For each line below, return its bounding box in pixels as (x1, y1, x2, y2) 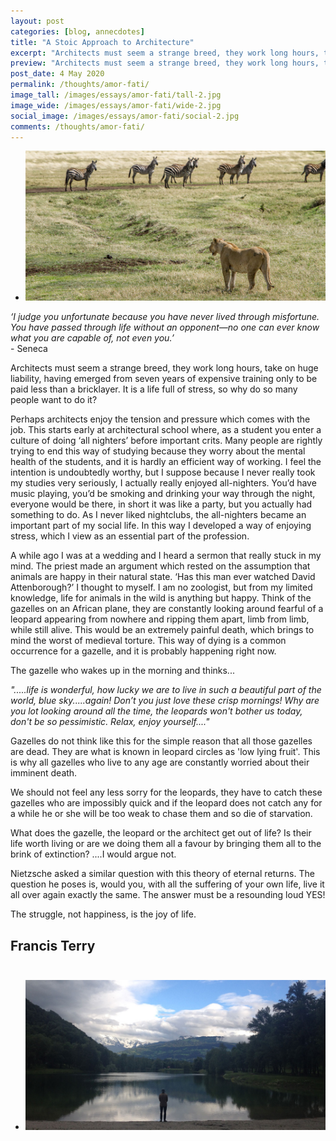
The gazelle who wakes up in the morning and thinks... (10, 665, 235, 677)
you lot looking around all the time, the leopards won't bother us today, (10, 705, 303, 717)
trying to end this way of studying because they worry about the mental (10, 445, 306, 457)
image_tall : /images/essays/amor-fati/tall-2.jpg (10, 90, 222, 100)
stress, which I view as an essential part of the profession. (10, 530, 250, 542)
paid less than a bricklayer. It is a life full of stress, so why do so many (10, 383, 298, 395)
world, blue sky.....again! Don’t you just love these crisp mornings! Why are (10, 695, 320, 707)
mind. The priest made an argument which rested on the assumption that (10, 560, 311, 572)
